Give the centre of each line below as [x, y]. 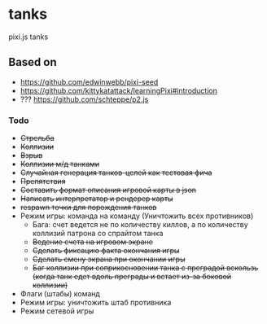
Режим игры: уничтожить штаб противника [96, 303]
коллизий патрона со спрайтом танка [98, 234]
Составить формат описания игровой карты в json [108, 190]
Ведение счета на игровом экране [92, 242]
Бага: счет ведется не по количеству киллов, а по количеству [140, 225]
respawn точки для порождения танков [88, 208]
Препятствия [43, 182]
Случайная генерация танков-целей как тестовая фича [116, 173]
